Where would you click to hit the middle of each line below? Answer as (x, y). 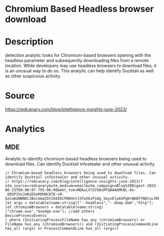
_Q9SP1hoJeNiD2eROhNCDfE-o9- (35, 194)
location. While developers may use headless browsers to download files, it (81, 66)
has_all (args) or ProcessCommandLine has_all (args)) (62, 229)
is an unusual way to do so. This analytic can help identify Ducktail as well (79, 71)
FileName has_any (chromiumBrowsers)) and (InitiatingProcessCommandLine (82, 224)
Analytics (25, 129)
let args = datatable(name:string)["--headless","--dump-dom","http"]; (79, 203)
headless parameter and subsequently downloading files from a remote (77, 61)
